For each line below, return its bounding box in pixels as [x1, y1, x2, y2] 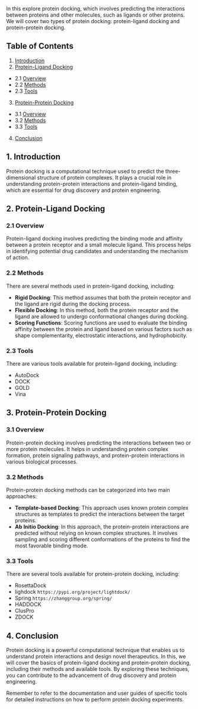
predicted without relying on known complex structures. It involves [14, 529, 178, 537]
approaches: [6, 493, 37, 500]
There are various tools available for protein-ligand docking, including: [6, 360, 178, 367]
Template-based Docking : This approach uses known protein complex [14, 504, 189, 511]
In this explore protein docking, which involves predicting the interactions [6, 5, 185, 12]
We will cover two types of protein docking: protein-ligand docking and [6, 18, 180, 24]
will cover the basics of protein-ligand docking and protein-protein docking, [6, 659, 191, 666]
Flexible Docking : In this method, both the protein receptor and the [14, 306, 179, 314]
